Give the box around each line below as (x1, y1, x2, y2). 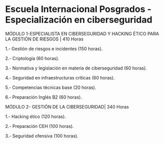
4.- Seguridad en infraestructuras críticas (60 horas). (5, 74, 115, 80)
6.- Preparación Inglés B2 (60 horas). (5, 94, 82, 100)
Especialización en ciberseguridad (5, 14, 152, 25)
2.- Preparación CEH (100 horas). (5, 123, 74, 129)
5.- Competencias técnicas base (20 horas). (5, 84, 96, 90)
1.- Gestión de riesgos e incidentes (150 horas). (5, 45, 103, 51)
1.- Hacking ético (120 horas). (5, 113, 66, 119)
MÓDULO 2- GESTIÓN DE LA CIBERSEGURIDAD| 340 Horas (5, 103, 129, 109)
